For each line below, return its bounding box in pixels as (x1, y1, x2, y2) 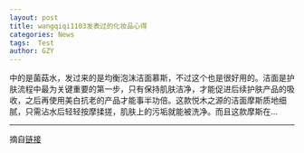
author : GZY (9, 47, 54, 56)
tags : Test (9, 38, 54, 48)
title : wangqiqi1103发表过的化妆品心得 (9, 22, 147, 31)
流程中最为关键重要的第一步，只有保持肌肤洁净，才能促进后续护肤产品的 (16, 84, 287, 94)
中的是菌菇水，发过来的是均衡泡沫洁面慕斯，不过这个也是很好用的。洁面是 (9, 73, 287, 84)
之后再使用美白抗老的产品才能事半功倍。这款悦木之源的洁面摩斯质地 (24, 95, 279, 106)
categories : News (9, 30, 75, 39)
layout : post (9, 13, 59, 22)
